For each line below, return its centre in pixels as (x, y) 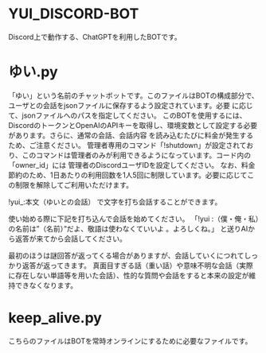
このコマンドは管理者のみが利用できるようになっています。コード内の (137, 155)
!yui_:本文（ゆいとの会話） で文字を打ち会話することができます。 (115, 202)
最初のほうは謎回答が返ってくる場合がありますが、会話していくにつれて (126, 255)
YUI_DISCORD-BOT (74, 14)
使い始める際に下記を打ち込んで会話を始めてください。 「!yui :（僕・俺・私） (134, 219)
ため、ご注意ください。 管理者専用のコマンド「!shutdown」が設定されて (127, 145)
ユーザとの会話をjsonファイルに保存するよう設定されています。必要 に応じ (131, 105)
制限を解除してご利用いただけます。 (74, 184)
